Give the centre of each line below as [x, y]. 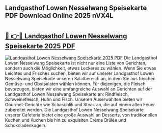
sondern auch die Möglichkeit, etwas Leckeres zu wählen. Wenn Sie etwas [81, 68]
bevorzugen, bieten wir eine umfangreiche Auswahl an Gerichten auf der [79, 89]
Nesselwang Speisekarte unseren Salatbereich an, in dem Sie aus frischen [80, 78]
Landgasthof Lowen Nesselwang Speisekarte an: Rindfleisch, [67, 94]
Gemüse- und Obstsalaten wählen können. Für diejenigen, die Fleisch [75, 84]
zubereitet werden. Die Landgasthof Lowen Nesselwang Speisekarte [74, 110]
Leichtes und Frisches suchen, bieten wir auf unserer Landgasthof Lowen [80, 73]
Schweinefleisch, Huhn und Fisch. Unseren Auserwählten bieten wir [74, 99]
